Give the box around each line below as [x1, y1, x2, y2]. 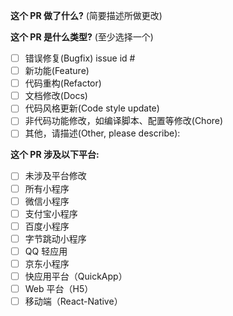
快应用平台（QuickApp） [24, 270, 128, 282]
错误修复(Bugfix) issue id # [24, 52, 136, 64]
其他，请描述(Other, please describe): [24, 127, 181, 139]
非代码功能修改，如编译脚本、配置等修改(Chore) [24, 115, 224, 127]
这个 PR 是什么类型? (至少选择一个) [10, 31, 154, 43]
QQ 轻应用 [24, 245, 68, 257]
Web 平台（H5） [24, 283, 94, 294]
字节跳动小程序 [24, 232, 87, 244]
